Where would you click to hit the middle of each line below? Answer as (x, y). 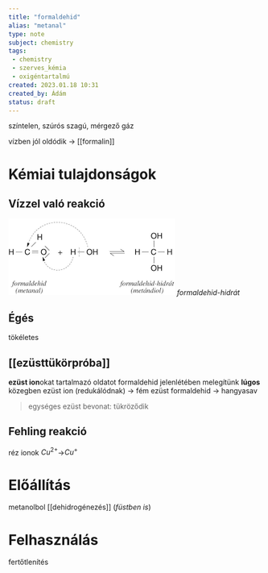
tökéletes (23, 338)
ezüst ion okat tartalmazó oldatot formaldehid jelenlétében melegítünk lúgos (134, 382)
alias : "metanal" (37, 25)
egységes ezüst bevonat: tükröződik (88, 406)
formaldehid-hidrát (208, 293)
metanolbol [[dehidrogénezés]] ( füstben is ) (80, 507)
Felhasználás (54, 540)
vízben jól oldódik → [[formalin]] (62, 142)
